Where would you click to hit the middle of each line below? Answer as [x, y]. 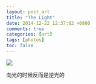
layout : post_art [28, 12]
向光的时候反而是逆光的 [35, 75]
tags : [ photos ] [25, 40]
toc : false [20, 46]
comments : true [25, 29]
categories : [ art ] [29, 34]
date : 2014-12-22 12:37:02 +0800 [48, 23]
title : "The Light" [31, 18]
